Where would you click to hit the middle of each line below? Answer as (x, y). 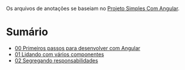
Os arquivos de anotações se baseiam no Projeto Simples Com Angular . (93, 8)
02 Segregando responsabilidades (56, 60)
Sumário (27, 32)
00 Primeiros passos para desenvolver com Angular (78, 48)
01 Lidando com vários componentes (59, 54)
